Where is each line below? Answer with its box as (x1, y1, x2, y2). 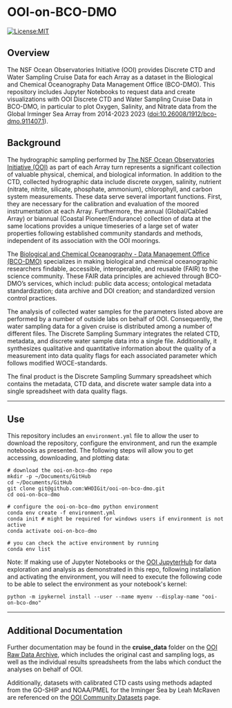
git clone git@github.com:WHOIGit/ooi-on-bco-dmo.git (7, 485, 166, 492)
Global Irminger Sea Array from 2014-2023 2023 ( (7, 109, 150, 118)
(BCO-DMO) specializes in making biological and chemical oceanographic (7, 257, 218, 265)
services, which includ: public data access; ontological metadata (27, 279, 212, 287)
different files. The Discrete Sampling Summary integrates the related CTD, (7, 329, 220, 338)
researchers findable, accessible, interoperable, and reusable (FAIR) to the (7, 264, 219, 273)
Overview (7, 47, 50, 59)
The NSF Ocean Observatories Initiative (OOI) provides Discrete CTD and (7, 65, 215, 73)
